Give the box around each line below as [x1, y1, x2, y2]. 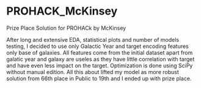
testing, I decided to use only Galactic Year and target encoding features [6, 42, 189, 50]
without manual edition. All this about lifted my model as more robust [6, 68, 179, 75]
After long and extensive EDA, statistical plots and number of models [6, 36, 179, 43]
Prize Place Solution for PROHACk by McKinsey [6, 24, 126, 32]
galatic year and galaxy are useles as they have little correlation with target [6, 55, 195, 63]
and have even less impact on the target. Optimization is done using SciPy [6, 62, 193, 69]
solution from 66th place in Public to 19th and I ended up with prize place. [6, 75, 192, 82]
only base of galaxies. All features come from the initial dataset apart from [6, 49, 193, 56]
